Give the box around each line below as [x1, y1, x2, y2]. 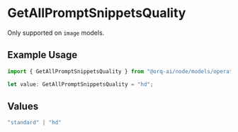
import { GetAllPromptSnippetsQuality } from [7, 67, 144, 75]
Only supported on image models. [7, 28, 105, 37]
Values [7, 100, 39, 112]
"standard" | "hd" [7, 119, 62, 126]
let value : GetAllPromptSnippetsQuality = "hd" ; [7, 80, 154, 88]
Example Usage [7, 49, 78, 61]
